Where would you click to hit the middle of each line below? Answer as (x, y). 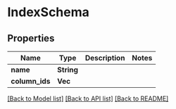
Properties (31, 38)
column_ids (31, 81)
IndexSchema (49, 12)
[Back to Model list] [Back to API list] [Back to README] (88, 98)
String (68, 70)
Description (105, 58)
